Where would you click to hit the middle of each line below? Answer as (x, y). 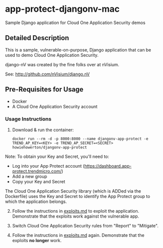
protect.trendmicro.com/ (37, 171)
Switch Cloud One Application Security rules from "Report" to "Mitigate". (85, 225)
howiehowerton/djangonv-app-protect (49, 147)
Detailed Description (37, 38)
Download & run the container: (43, 130)
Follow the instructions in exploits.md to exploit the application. (76, 211)
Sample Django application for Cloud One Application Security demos (75, 23)
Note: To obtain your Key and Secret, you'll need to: (57, 156)
